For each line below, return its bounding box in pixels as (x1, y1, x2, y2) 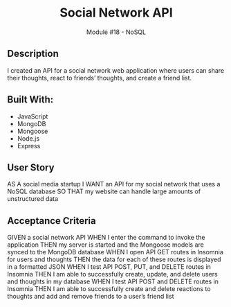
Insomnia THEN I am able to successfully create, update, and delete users (7, 270, 218, 279)
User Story (7, 161, 55, 173)
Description (7, 48, 59, 60)
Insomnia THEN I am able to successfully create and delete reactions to (7, 285, 211, 293)
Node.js (17, 134, 40, 143)
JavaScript (17, 112, 48, 121)
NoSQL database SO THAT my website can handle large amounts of (7, 187, 201, 195)
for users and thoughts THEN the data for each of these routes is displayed (7, 255, 221, 264)
